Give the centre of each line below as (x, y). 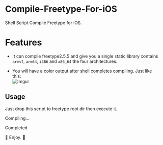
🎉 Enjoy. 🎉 (15, 137)
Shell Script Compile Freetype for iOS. (43, 23)
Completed (16, 128)
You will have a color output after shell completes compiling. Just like (82, 71)
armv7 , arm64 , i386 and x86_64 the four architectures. (65, 61)
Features (24, 43)
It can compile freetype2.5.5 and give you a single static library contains (85, 56)
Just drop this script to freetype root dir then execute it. (61, 109)
